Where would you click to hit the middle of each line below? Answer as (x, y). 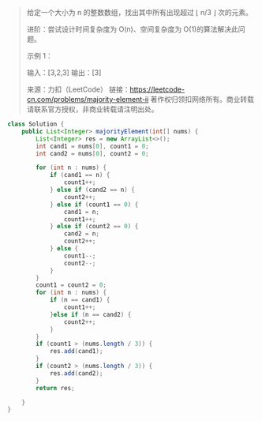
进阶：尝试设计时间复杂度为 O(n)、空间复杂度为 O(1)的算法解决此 (132, 29)
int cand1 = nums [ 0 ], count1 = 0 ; (92, 146)
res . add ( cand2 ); (76, 373)
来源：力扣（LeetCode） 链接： (78, 89)
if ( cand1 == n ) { (80, 175)
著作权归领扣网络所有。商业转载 (202, 99)
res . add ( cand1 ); (76, 351)
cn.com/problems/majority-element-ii (88, 99)
